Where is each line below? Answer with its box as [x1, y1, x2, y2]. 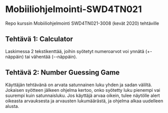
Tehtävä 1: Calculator [5, 35, 73, 43]
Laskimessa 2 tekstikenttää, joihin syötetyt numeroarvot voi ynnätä [5, 48, 145, 54]
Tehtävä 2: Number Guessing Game [5, 68, 120, 77]
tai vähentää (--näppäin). [24, 53, 77, 60]
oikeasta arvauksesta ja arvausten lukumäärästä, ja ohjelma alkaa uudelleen [5, 97, 163, 104]
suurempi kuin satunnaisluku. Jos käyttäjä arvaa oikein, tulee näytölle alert [5, 92, 160, 98]
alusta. [5, 103, 19, 109]
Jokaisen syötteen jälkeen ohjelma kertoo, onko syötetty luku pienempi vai [5, 87, 160, 93]
